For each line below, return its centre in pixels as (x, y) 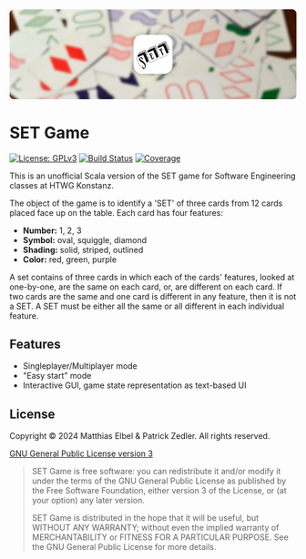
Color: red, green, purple (69, 259)
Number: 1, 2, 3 (52, 230)
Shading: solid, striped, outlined (83, 249)
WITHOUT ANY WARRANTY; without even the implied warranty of (155, 528)
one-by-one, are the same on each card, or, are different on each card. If (146, 287)
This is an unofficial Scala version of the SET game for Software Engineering (153, 176)
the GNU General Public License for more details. (124, 547)
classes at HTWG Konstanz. (61, 185)
